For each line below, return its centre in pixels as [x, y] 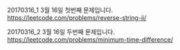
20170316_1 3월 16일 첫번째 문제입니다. [60, 10]
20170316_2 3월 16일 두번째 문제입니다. [61, 32]
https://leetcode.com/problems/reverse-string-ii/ [77, 18]
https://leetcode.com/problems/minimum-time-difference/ [90, 39]
